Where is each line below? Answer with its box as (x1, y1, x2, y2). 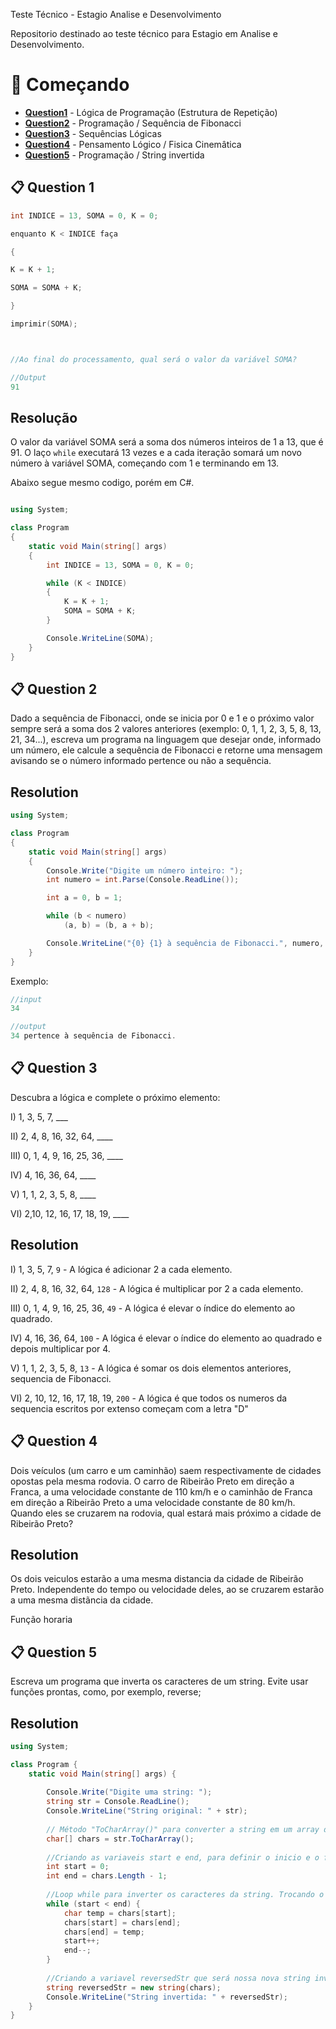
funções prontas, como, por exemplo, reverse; (10, 1686, 202, 1698)
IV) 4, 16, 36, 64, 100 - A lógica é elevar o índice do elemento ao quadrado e (10, 1332, 323, 1344)
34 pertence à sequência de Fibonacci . (10, 1031, 177, 1041)
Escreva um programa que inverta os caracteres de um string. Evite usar (10, 1675, 309, 1688)
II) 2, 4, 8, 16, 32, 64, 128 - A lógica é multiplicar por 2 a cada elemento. (10, 1282, 304, 1294)
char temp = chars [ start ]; (63, 1908, 177, 1918)
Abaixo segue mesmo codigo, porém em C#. (10, 477, 195, 489)
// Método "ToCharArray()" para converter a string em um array (46, 1824, 320, 1834)
